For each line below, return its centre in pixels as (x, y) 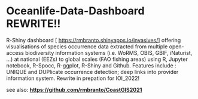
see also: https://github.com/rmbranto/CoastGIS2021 (74, 89)
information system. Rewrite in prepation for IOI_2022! (73, 78)
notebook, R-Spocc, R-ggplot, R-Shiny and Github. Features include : (91, 65)
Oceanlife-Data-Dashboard (75, 11)
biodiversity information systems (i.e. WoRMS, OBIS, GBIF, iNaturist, (109, 52)
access (15, 52)
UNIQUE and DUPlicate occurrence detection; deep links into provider (92, 72)
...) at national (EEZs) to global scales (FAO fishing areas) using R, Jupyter (97, 59)
